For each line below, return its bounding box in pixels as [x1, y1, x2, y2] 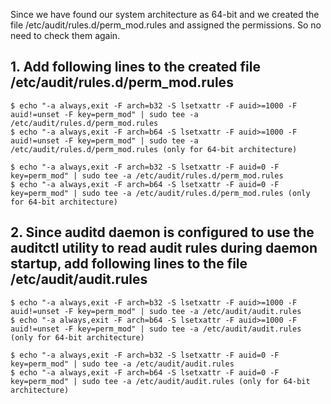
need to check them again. [10, 30, 121, 41]
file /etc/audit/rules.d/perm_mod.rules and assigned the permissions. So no [10, 19, 322, 31]
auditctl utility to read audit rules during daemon [10, 240, 318, 257]
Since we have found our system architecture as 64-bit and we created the [10, 9, 320, 20]
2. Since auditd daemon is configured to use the [10, 224, 315, 241]
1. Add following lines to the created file [10, 59, 261, 76]
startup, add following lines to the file [10, 255, 248, 273]
